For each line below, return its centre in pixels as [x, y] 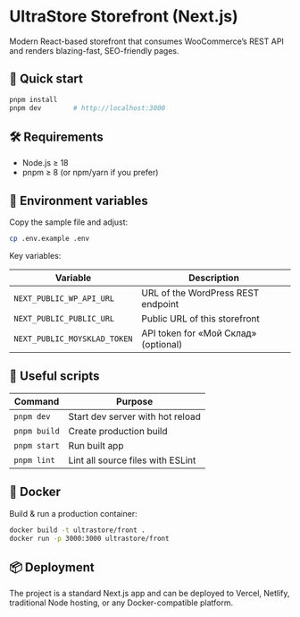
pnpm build [37, 431]
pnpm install [33, 99]
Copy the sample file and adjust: [69, 222]
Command [37, 401]
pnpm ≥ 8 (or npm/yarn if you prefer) [90, 173]
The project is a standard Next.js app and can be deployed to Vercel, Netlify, [150, 594]
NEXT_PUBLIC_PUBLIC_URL [64, 318]
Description [214, 278]
